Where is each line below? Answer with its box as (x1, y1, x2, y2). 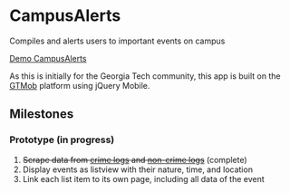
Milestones (9, 106, 74, 122)
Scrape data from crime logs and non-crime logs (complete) (22, 154, 247, 165)
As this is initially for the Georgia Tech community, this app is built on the (9, 70, 281, 82)
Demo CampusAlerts (9, 53, 87, 63)
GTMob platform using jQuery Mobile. (9, 80, 150, 91)
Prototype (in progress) (9, 133, 115, 146)
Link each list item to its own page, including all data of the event (22, 173, 265, 184)
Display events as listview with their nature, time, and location (22, 164, 254, 175)
